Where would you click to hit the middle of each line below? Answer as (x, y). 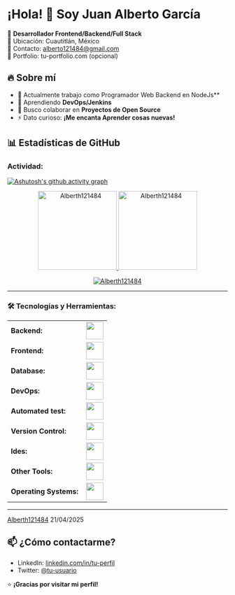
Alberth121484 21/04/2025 (45, 519)
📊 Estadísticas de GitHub (64, 143)
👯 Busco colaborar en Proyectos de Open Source (89, 109)
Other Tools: (32, 471)
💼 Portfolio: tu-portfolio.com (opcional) (63, 56)
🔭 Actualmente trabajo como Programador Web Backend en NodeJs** (119, 94)
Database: (28, 371)
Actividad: (25, 166)
